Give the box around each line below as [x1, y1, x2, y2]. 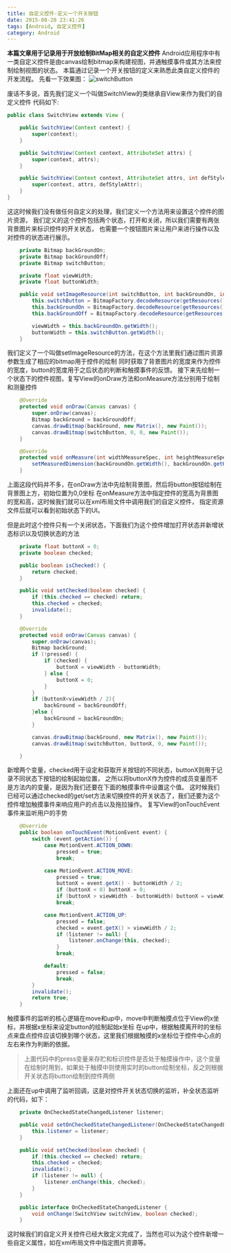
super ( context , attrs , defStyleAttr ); [32, 181, 143, 188]
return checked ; [32, 568, 78, 575]
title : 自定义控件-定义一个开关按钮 [7, 10, 98, 17]
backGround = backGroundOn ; [43, 715, 125, 722]
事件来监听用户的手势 [7, 809, 67, 817]
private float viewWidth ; [19, 272, 94, 279]
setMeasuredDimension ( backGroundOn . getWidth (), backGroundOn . [32, 461, 214, 468]
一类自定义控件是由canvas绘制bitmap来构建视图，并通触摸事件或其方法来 [7, 58, 216, 66]
